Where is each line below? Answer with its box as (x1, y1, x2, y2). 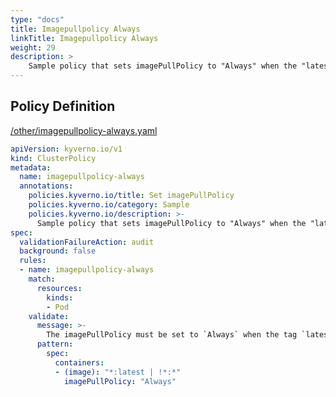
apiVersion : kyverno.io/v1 (10, 144, 123, 154)
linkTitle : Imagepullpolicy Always (10, 33, 159, 43)
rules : (19, 256, 47, 266)
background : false (19, 246, 97, 256)
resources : (36, 283, 83, 293)
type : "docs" (10, 14, 65, 25)
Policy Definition (10, 98, 116, 115)
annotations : (19, 181, 74, 191)
